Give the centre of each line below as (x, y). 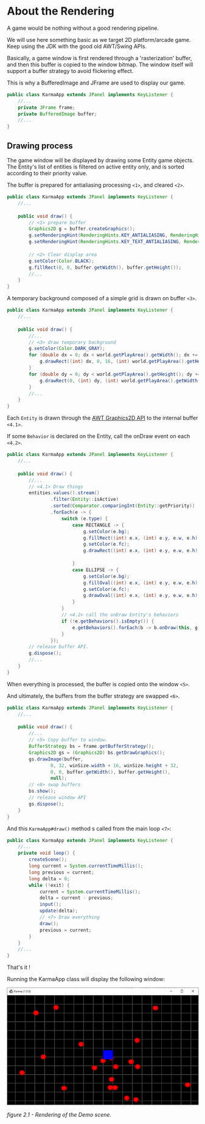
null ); (59, 778)
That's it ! (19, 967)
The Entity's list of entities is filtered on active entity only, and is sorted (96, 167)
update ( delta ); (59, 911)
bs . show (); (43, 791)
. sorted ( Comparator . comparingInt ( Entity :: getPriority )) (123, 506)
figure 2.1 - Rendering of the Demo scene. (59, 1115)
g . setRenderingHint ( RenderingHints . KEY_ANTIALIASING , (98, 235)
